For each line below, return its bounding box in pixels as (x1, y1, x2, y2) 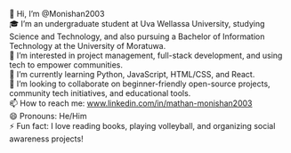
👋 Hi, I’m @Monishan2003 (9, 9, 105, 19)
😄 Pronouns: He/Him (9, 111, 87, 121)
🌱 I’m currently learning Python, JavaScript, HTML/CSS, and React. (9, 69, 255, 79)
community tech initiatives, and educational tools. (9, 88, 191, 98)
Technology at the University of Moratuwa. (9, 41, 166, 51)
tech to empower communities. (9, 60, 123, 70)
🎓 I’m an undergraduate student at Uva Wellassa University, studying (9, 19, 265, 28)
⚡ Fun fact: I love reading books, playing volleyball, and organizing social (9, 121, 276, 131)
